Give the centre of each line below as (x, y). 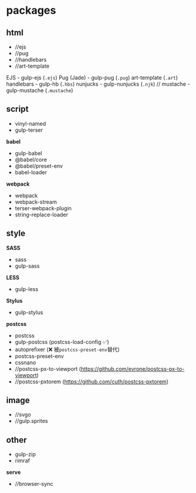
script (17, 109)
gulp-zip (25, 454)
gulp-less (27, 289)
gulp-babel (28, 153)
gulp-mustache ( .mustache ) (40, 90)
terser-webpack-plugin (43, 208)
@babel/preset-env (39, 166)
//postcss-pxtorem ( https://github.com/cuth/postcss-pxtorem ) (92, 382)
